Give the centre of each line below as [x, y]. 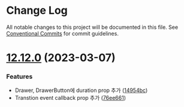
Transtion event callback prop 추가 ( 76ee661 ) [70, 98]
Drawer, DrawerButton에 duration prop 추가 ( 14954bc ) [81, 90]
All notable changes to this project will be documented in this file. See [92, 27]
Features [19, 77]
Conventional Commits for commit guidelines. [62, 33]
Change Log [37, 11]
